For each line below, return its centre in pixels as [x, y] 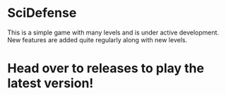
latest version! [50, 83]
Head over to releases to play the [106, 69]
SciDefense [42, 13]
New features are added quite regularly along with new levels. [97, 39]
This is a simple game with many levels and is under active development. [113, 32]
